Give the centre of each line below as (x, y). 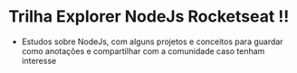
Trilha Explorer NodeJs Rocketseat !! (149, 17)
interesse (39, 60)
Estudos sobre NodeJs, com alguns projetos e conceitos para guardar (152, 41)
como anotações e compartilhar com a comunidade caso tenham (143, 50)
